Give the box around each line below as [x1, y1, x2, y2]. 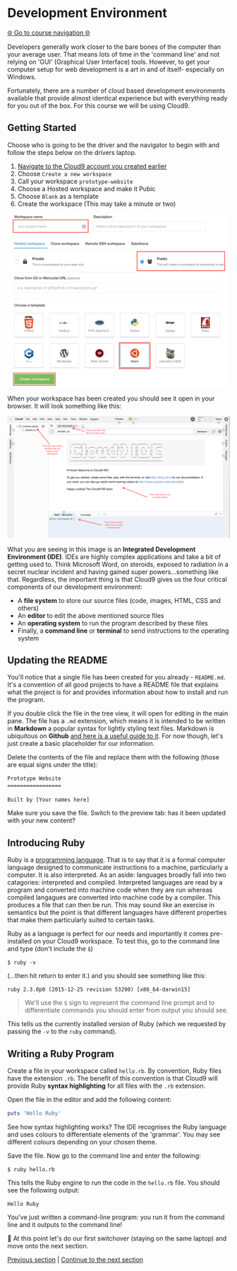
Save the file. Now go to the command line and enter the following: [7, 1151, 201, 1160]
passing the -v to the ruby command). [7, 1028, 117, 1036]
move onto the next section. [7, 1241, 89, 1250]
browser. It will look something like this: [7, 402, 122, 410]
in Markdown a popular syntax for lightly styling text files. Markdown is [7, 724, 214, 733]
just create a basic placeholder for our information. [7, 740, 155, 748]
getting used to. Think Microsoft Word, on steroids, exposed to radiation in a [7, 560, 229, 568]
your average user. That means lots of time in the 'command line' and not [7, 50, 220, 58]
